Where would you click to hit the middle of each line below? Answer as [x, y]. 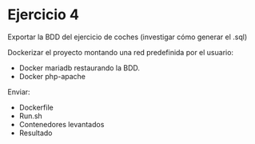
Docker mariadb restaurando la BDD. [80, 68]
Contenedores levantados [62, 124]
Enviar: [19, 92]
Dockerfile [36, 107]
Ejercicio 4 [43, 15]
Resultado [36, 133]
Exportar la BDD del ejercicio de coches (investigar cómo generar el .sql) [127, 37]
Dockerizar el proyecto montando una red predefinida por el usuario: [120, 52]
